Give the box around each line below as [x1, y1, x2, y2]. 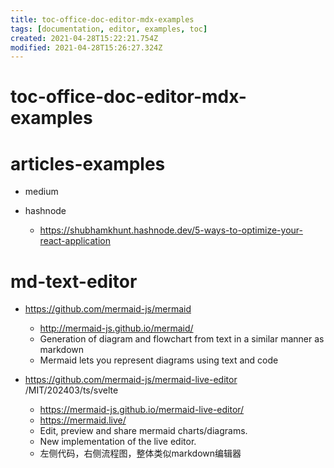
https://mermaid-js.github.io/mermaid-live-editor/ [39, 404, 245, 416]
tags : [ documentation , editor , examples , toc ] [10, 24, 208, 34]
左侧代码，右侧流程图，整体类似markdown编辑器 [39, 447, 242, 460]
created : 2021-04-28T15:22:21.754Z [10, 33, 159, 43]
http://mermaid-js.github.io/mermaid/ [39, 322, 194, 335]
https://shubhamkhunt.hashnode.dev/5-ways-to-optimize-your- [39, 224, 303, 236]
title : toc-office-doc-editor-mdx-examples [10, 14, 195, 25]
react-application [39, 235, 111, 247]
